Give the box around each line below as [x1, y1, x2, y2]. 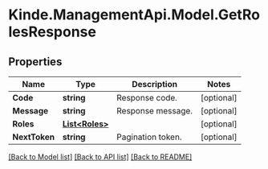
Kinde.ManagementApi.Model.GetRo [8, 6, 261, 24]
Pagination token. [116, 131, 182, 142]
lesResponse [8, 23, 96, 41]
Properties [8, 55, 63, 68]
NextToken [12, 131, 55, 142]
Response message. [116, 105, 193, 116]
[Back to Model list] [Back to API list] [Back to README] [8, 152, 193, 162]
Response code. [116, 93, 178, 103]
